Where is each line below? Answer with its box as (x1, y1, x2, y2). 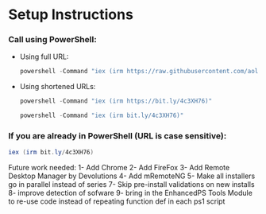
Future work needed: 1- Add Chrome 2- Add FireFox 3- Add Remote (8, 163, 230, 173)
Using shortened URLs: (19, 82, 96, 91)
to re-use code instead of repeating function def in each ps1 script (8, 196, 226, 206)
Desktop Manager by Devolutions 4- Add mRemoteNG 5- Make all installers (8, 171, 256, 181)
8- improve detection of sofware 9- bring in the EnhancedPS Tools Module (8, 189, 253, 198)
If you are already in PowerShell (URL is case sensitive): (8, 130, 227, 142)
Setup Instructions (8, 6, 133, 24)
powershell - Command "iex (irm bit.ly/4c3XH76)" (19, 111, 184, 120)
